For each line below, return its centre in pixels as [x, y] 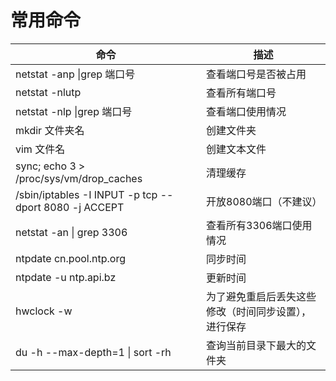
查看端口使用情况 [246, 111]
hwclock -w [44, 311]
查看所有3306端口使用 [259, 225]
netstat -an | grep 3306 [71, 232]
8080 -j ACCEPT [84, 207]
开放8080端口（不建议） [264, 201]
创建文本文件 [236, 149]
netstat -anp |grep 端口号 [75, 74]
